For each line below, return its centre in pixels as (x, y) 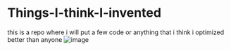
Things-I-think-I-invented (85, 13)
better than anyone (35, 39)
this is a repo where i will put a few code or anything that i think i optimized (115, 32)
